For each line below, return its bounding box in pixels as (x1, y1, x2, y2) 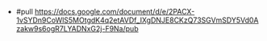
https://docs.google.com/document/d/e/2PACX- (35, 7, 195, 16)
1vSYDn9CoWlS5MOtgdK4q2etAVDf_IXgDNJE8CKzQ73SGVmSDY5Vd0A (15, 15, 260, 25)
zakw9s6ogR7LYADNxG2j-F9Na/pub (15, 24, 139, 33)
